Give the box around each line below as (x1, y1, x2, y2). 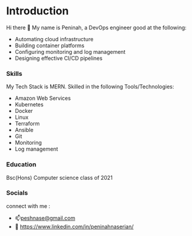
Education (6, 160, 37, 168)
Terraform (14, 120, 40, 127)
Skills (6, 69, 23, 78)
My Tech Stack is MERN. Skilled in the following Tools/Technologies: (6, 83, 175, 90)
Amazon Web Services (14, 94, 71, 102)
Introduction (6, 4, 69, 18)
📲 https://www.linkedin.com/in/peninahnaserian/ (14, 223, 134, 230)
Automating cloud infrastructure (14, 35, 94, 42)
